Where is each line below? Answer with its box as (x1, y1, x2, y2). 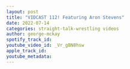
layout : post (6, 8, 39, 15)
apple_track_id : (6, 48, 47, 54)
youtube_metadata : (6, 53, 52, 59)
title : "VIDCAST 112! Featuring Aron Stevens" (6, 14, 125, 20)
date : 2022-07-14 (6, 20, 50, 26)
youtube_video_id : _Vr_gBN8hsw (6, 43, 84, 49)
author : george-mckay (6, 31, 61, 37)
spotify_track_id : (6, 37, 52, 43)
